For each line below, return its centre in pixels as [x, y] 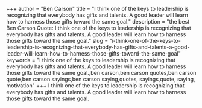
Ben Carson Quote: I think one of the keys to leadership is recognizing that [99, 28]
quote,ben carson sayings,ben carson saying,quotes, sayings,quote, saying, [101, 79]
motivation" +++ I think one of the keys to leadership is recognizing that [96, 86]
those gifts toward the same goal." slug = [57, 41]
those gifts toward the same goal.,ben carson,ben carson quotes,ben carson [101, 73]
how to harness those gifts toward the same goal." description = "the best [98, 21]
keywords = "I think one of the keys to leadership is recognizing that [91, 60]
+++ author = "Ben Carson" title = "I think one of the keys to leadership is [97, 9]
